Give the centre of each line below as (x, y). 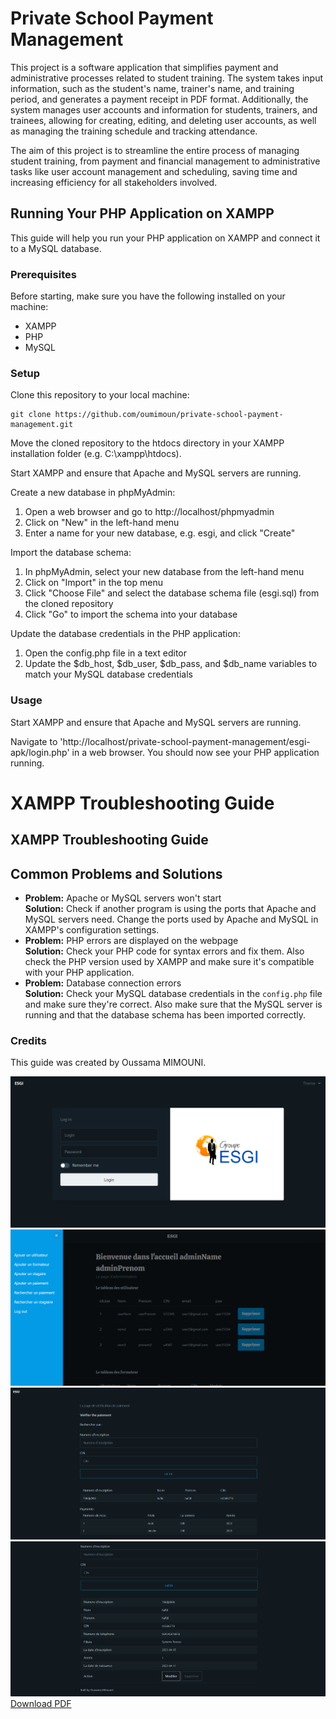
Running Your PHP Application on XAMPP (142, 213)
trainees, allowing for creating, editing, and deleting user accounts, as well (163, 120)
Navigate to (34, 741)
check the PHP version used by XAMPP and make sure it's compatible (169, 962)
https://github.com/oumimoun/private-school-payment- (169, 415)
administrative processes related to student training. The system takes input (166, 78)
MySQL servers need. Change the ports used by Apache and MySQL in (171, 919)
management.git (42, 425)
